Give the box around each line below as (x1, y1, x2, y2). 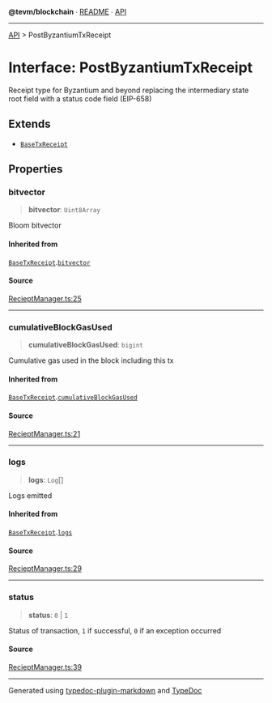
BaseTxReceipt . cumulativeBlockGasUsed (8, 392, 138, 402)
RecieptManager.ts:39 (8, 662, 83, 671)
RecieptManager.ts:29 (8, 564, 83, 573)
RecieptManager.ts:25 (8, 293, 83, 303)
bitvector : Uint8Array (28, 205, 101, 215)
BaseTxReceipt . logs (8, 527, 73, 537)
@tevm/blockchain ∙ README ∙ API (8, 7, 127, 16)
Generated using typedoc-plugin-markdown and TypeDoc (8, 685, 202, 695)
